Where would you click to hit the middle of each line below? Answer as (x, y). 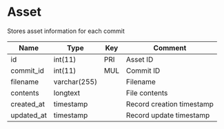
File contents (147, 93)
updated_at (29, 115)
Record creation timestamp (170, 104)
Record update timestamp (168, 115)
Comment (170, 47)
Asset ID (140, 59)
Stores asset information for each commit (66, 31)
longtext (67, 93)
